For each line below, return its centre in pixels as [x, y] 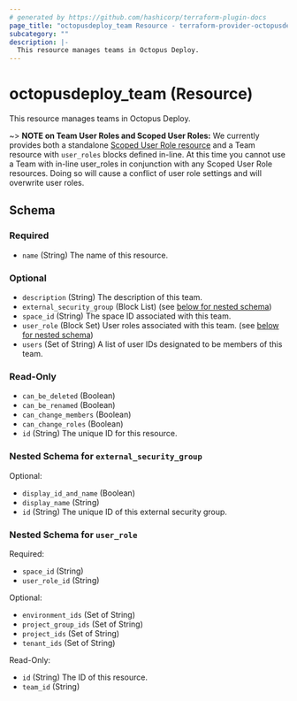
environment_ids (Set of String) [78, 614]
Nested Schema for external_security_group [106, 457]
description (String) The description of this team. [112, 297]
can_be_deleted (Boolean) [69, 396]
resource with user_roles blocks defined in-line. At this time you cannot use [147, 155]
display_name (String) [61, 502]
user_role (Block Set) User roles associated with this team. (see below [151, 326]
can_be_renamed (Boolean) [69, 405]
